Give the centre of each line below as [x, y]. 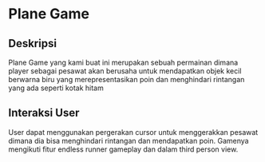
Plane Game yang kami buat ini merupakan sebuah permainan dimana [123, 62]
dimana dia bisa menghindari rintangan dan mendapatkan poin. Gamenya [129, 140]
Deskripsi [33, 43]
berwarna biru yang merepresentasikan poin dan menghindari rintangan [127, 79]
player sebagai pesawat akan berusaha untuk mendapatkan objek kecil [125, 71]
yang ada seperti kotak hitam [56, 88]
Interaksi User [44, 113]
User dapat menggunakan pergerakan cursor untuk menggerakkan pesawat [133, 132]
